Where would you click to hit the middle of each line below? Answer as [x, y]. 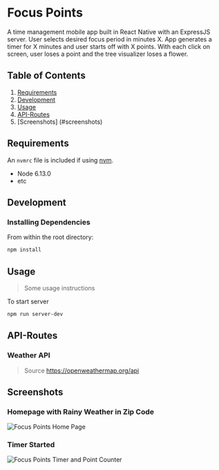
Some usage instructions [59, 288]
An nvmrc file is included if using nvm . [60, 160]
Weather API [29, 355]
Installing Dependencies [49, 222]
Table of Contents [47, 76]
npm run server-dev [35, 314]
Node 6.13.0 [34, 173]
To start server [28, 301]
